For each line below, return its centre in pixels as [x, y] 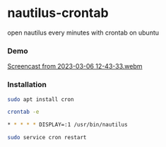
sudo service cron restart [47, 138]
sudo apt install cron [41, 99]
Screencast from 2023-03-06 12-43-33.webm [75, 66]
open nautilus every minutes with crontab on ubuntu [83, 33]
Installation [27, 85]
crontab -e [23, 112]
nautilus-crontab [58, 13]
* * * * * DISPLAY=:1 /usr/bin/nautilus [68, 125]
